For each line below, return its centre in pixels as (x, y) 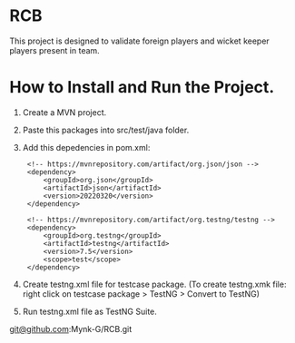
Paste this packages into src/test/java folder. (106, 130)
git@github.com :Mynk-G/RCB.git (71, 328)
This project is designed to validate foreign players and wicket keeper (139, 41)
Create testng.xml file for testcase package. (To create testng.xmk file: (154, 284)
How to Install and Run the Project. (142, 88)
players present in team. (54, 50)
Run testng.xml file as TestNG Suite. (89, 311)
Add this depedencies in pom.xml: (86, 147)
